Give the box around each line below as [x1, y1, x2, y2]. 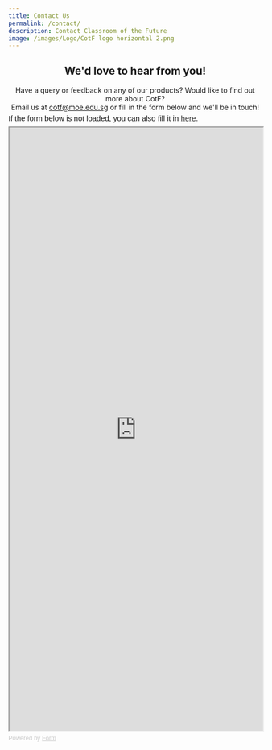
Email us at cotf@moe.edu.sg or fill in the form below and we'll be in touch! [10, 102, 260, 113]
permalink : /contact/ [8, 19, 81, 27]
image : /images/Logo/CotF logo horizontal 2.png [8, 34, 175, 43]
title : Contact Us [8, 11, 70, 20]
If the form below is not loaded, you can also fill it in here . [8, 113, 199, 123]
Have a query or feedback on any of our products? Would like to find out [14, 85, 256, 95]
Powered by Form [8, 734, 56, 743]
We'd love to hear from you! [64, 64, 207, 77]
